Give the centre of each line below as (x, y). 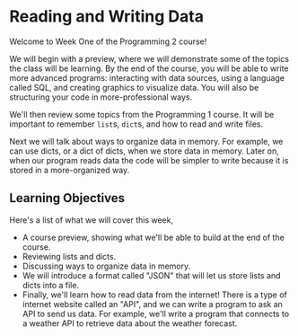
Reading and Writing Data (107, 17)
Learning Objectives (67, 198)
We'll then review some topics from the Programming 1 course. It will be (142, 114)
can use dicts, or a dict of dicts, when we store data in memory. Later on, (145, 151)
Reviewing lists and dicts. (69, 256)
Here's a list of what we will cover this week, (91, 220)
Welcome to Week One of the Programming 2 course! (108, 41)
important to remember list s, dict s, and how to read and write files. (136, 124)
